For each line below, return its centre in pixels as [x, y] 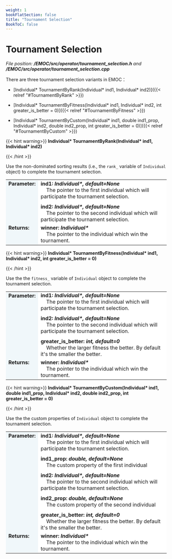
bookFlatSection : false [31, 15]
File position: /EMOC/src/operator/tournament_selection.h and [74, 64]
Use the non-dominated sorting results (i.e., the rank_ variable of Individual [86, 166]
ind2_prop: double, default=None [82, 498]
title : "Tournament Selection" [39, 19]
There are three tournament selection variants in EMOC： [66, 80]
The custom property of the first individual [97, 465]
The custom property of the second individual [101, 504]
